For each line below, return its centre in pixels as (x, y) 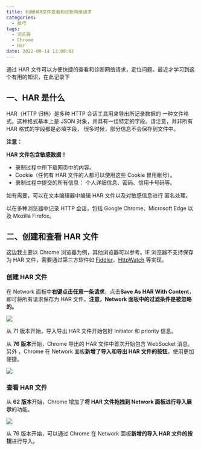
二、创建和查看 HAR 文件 (53, 237)
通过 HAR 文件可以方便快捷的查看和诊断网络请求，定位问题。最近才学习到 (98, 69)
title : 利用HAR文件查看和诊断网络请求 (49, 12)
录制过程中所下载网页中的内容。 (55, 167)
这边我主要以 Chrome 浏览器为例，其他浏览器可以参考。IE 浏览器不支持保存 (100, 253)
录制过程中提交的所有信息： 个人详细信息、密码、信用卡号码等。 (95, 182)
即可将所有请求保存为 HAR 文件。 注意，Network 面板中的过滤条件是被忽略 (99, 299)
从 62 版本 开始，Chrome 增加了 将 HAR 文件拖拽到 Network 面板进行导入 (97, 402)
